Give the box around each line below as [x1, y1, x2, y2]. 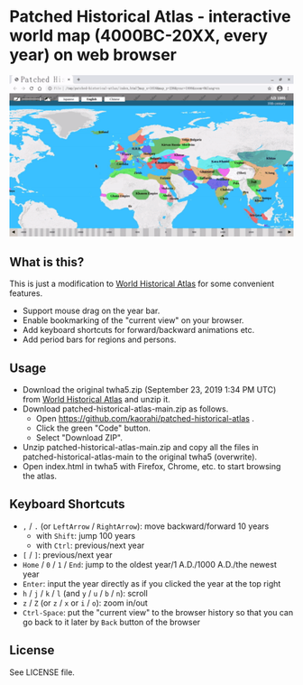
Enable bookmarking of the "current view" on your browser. [22, 315, 244, 326]
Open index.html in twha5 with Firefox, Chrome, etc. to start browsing [22, 461, 281, 471]
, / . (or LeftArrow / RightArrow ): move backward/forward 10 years [22, 521, 270, 532]
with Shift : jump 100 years [35, 530, 136, 541]
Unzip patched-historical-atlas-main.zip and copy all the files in [22, 442, 259, 452]
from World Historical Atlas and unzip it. [22, 394, 171, 404]
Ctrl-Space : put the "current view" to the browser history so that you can [22, 606, 294, 617]
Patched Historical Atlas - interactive [9, 6, 291, 27]
